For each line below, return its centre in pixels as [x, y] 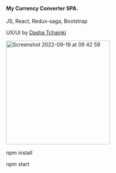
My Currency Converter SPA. [42, 8]
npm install [19, 153]
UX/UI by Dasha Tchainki [36, 33]
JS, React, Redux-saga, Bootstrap [47, 21]
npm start [18, 164]
